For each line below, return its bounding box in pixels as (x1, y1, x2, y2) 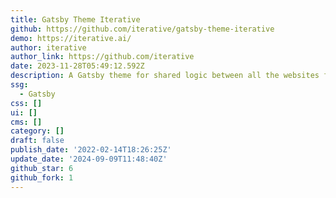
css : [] (10, 98, 43, 108)
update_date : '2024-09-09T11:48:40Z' (10, 154, 168, 164)
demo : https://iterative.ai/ (10, 33, 132, 43)
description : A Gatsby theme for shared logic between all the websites (10, 71, 320, 81)
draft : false (10, 136, 65, 146)
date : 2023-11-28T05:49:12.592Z (10, 61, 145, 71)
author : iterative (10, 42, 87, 53)
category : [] (10, 126, 65, 136)
